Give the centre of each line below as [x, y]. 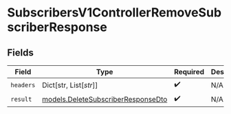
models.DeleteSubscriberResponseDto [105, 99]
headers [23, 85]
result [21, 99]
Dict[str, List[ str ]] [70, 85]
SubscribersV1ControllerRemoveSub [114, 13]
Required [189, 72]
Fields [21, 53]
